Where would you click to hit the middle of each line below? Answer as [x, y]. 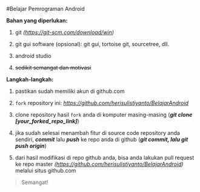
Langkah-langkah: [30, 79]
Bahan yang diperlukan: [37, 20]
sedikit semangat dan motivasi [53, 67]
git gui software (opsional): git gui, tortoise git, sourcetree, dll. [92, 44]
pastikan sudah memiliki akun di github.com [70, 91]
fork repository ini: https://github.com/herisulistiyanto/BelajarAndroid [102, 103]
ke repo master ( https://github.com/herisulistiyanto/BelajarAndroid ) [99, 164]
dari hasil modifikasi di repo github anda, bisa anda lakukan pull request [105, 158]
